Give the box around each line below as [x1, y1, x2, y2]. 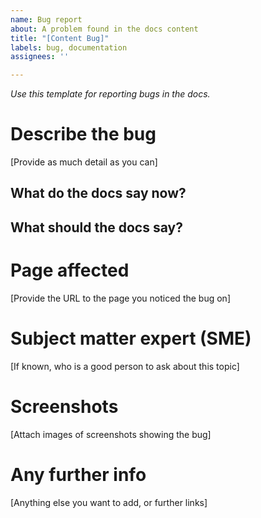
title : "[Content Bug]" [10, 33, 110, 43]
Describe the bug [10, 123, 157, 146]
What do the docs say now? [10, 185, 187, 202]
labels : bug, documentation [10, 42, 128, 53]
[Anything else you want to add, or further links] [10, 496, 208, 508]
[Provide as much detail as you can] [10, 156, 158, 168]
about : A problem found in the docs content [10, 24, 199, 34]
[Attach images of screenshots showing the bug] [10, 428, 212, 440]
